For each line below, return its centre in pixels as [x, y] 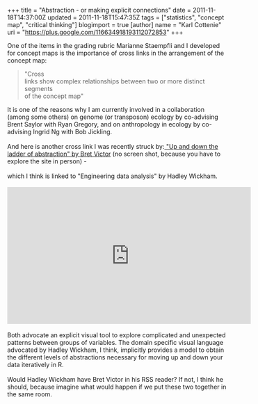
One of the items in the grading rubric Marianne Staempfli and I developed [114, 46]
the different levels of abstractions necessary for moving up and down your [115, 357]
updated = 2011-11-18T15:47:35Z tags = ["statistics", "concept [136, 17]
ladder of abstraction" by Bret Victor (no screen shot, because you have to [114, 154]
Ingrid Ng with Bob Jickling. [73, 132]
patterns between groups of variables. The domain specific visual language [115, 342]
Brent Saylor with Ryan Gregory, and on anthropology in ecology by [104, 124]
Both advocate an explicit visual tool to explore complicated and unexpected [116, 335]
